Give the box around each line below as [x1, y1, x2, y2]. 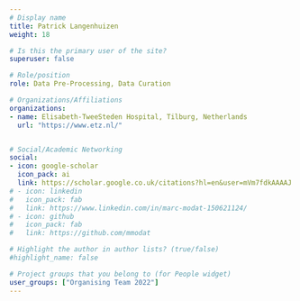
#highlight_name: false [9, 253, 99, 262]
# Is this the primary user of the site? [9, 46, 168, 55]
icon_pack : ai [17, 170, 70, 179]
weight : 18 [9, 30, 50, 39]
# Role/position [9, 71, 70, 80]
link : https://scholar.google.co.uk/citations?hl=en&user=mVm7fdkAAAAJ [17, 178, 293, 187]
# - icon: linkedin [9, 187, 83, 196]
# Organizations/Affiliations [9, 96, 123, 105]
